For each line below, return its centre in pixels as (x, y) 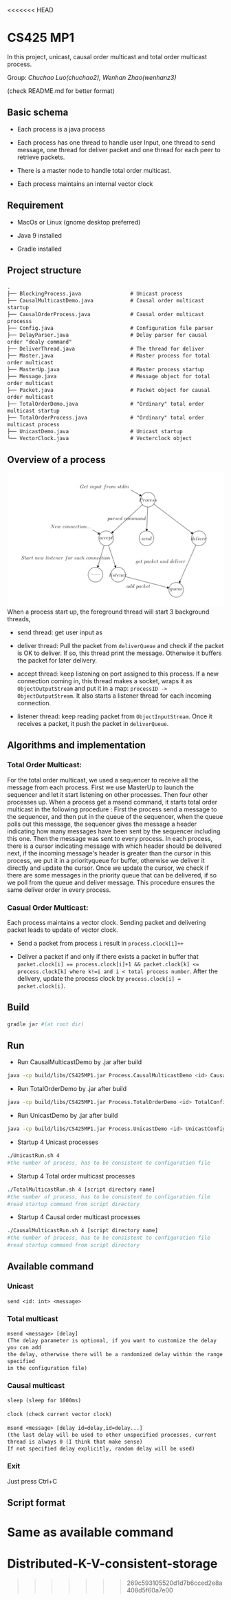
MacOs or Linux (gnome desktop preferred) (79, 222)
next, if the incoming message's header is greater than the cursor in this (109, 853)
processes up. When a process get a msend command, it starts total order (112, 802)
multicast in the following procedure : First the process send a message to (112, 809)
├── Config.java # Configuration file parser (110, 329)
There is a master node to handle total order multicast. (94, 170)
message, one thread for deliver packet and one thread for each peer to (119, 149)
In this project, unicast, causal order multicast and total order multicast (107, 56)
